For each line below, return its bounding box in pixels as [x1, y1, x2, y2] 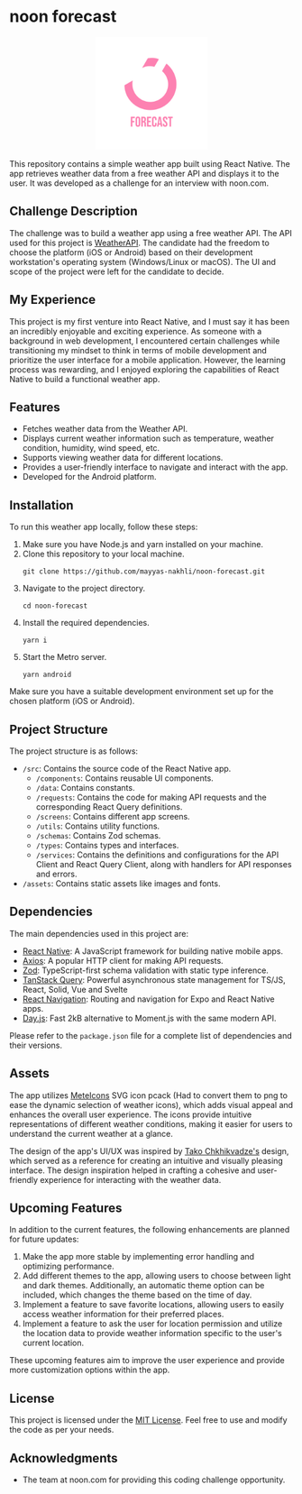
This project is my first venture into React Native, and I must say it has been [9, 316, 290, 326]
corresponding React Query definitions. [35, 802, 183, 812]
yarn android [22, 670, 72, 680]
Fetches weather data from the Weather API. [22, 424, 188, 435]
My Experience [9, 292, 96, 307]
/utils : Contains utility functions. [35, 820, 160, 831]
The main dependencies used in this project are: [9, 928, 189, 939]
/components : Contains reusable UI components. [35, 773, 214, 784]
